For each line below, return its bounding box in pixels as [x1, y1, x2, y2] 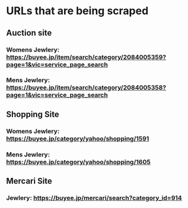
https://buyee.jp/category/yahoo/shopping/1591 [6, 135, 149, 143]
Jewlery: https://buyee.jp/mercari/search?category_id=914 [6, 194, 182, 202]
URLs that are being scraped [6, 4, 149, 18]
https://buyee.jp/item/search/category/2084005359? [6, 53, 167, 61]
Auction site [6, 28, 52, 38]
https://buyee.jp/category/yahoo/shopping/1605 [6, 158, 151, 166]
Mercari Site [6, 176, 52, 186]
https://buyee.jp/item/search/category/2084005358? [6, 84, 167, 92]
